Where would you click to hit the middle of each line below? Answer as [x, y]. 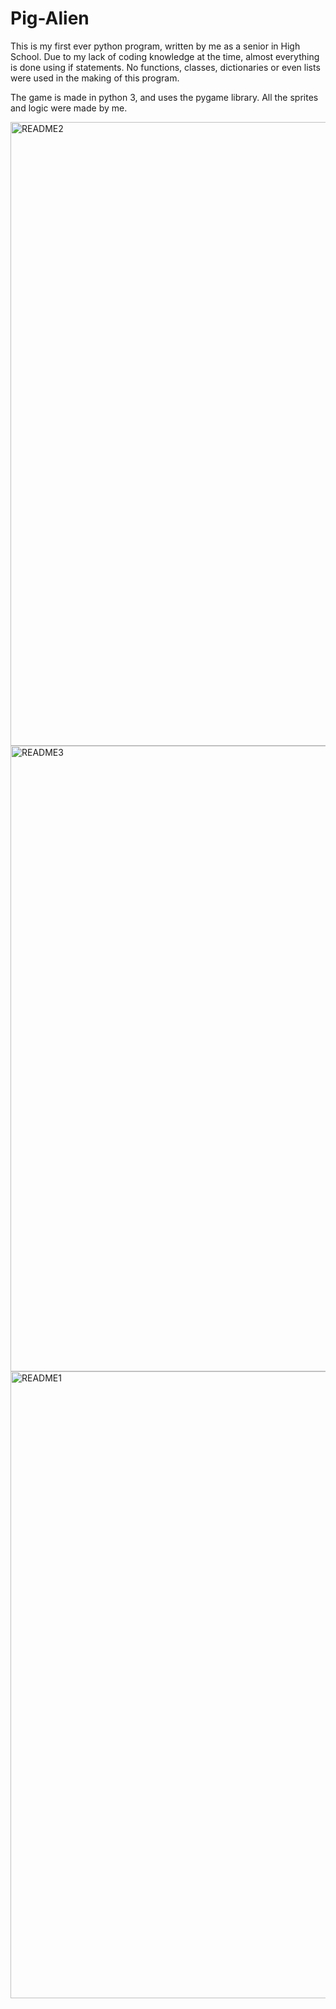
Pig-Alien [50, 18]
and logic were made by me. [69, 108]
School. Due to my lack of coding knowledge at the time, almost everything [165, 56]
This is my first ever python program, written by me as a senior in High [155, 46]
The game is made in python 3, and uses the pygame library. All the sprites [164, 97]
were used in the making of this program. [95, 78]
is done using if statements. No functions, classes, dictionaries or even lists [165, 67]
